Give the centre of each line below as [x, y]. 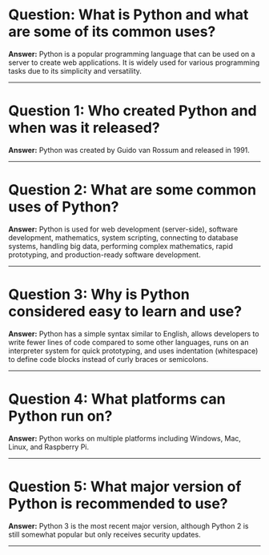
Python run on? [60, 416]
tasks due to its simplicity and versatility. [75, 70]
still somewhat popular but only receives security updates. [105, 534]
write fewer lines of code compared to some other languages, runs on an [128, 342]
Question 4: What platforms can [117, 399]
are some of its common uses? [112, 32]
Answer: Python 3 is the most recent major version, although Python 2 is [128, 525]
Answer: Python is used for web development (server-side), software [123, 229]
